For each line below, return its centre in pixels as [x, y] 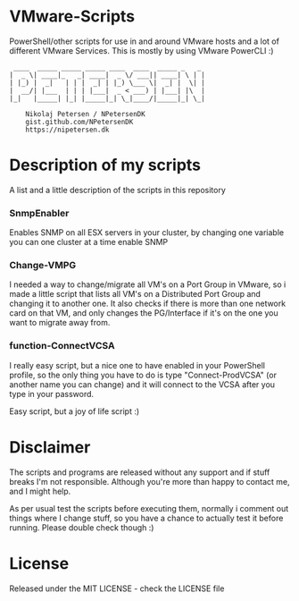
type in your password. [52, 394]
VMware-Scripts [72, 17]
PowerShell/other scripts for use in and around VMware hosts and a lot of [144, 41]
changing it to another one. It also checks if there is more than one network [148, 304]
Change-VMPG [43, 266]
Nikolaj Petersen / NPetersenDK [85, 114]
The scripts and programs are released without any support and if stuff [140, 472]
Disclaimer [50, 447]
